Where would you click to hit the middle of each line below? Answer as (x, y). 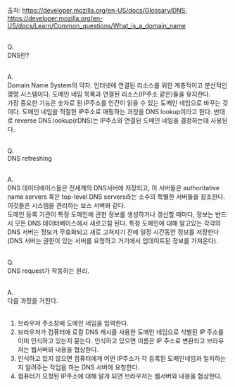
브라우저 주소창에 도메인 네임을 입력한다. (73, 323)
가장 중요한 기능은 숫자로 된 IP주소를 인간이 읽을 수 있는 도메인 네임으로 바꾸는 (114, 103)
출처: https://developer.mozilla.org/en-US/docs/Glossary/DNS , (97, 10)
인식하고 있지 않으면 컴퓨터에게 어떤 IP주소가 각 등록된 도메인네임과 (109, 358)
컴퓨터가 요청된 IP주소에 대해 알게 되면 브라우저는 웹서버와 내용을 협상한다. (120, 376)
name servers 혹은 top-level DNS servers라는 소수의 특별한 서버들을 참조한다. (116, 197)
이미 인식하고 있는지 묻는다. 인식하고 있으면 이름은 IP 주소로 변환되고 (111, 341)
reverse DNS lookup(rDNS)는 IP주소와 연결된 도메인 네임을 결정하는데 (112, 121)
